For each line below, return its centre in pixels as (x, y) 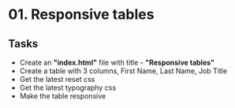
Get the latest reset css (57, 79)
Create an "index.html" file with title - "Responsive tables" (117, 62)
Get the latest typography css (68, 88)
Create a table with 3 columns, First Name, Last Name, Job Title (123, 71)
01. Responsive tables (81, 15)
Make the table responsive (63, 96)
